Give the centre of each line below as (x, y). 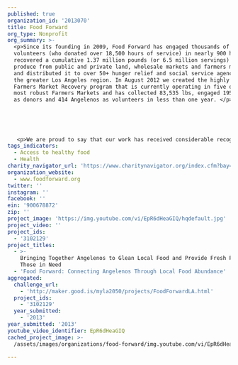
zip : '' (19, 212)
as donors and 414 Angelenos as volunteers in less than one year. (115, 100)
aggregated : (25, 278)
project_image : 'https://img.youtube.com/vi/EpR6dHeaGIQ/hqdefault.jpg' (117, 219)
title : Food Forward (38, 27)
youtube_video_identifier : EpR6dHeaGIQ (66, 331)
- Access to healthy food (52, 153)
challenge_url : (36, 285)
